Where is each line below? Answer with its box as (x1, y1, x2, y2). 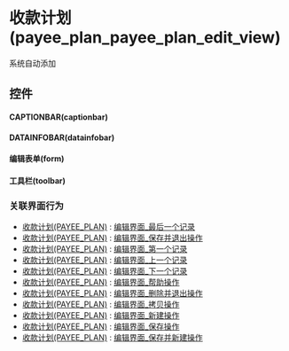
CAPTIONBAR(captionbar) (9, 112, 108, 122)
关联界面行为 (9, 199, 65, 212)
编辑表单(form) (9, 153, 65, 164)
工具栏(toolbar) (9, 175, 66, 186)
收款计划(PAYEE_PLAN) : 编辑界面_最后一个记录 (21, 222, 196, 231)
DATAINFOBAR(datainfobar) (9, 132, 115, 143)
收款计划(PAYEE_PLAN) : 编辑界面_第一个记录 (21, 244, 188, 253)
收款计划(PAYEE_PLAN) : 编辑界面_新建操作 (21, 310, 180, 320)
